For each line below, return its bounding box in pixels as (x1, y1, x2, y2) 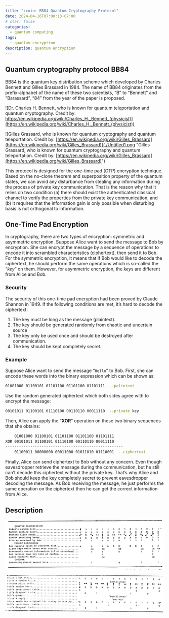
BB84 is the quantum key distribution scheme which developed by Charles (5, 79, 161, 85)
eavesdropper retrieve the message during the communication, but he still (5, 464, 160, 470)
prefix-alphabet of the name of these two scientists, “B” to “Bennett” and (5, 89, 157, 96)
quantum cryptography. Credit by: (5, 110, 76, 116)
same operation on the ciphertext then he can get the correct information (5, 486, 158, 492)
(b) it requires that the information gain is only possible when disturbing (5, 200, 154, 206)
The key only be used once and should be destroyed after (12, 332, 134, 338)
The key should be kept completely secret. (12, 343, 102, 349)
